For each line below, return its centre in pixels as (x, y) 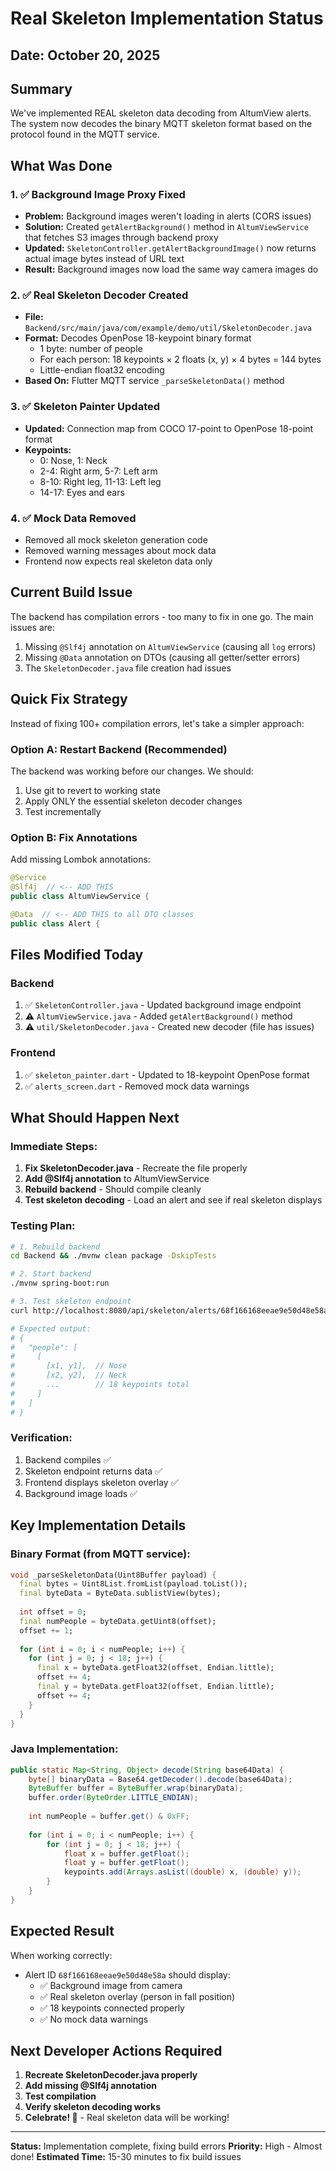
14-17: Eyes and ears (82, 492)
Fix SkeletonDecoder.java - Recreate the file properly (136, 1168)
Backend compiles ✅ (68, 1459)
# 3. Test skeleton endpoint (71, 1302)
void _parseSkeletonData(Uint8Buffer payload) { (113, 1575)
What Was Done (61, 165)
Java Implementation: (64, 1749)
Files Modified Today (77, 954)
